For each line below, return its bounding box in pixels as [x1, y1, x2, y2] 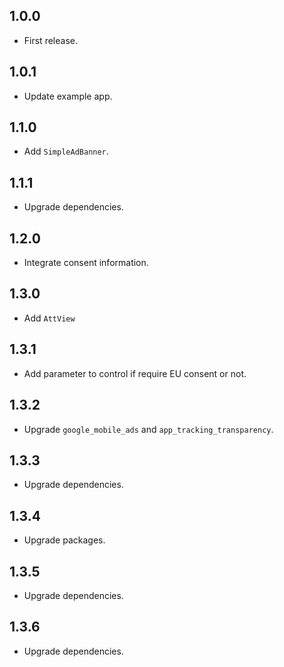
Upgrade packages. [23, 534, 106, 546]
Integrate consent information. [23, 257, 149, 269]
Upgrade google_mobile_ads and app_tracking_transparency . [23, 423, 274, 435]
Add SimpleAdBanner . [23, 145, 109, 158]
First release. [23, 34, 78, 46]
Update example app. [23, 90, 113, 102]
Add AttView [23, 312, 76, 324]
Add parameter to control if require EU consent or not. [23, 367, 247, 379]
